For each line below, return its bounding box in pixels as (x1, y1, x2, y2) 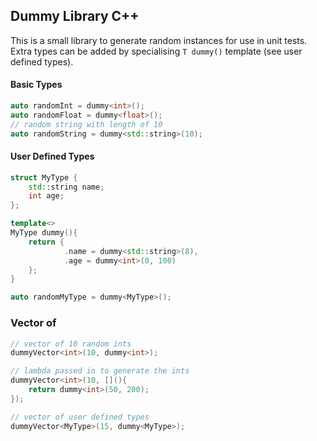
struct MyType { (10, 172, 78, 183)
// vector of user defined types (10, 412, 150, 422)
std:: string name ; (28, 182, 105, 192)
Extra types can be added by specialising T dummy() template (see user (10, 45, 303, 57)
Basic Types (10, 79, 63, 91)
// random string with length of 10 (10, 119, 163, 129)
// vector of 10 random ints (10, 339, 132, 349)
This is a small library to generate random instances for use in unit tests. (10, 34, 308, 46)
